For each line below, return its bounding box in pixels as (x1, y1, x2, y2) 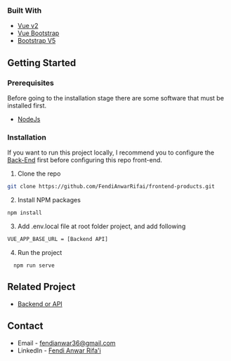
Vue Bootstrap (17, 29, 60, 37)
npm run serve (13, 262, 55, 269)
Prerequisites (7, 78, 54, 88)
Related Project (7, 281, 76, 293)
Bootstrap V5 (17, 37, 56, 45)
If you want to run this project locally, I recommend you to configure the (7, 148, 215, 157)
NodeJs (17, 114, 41, 123)
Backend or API (17, 299, 63, 308)
